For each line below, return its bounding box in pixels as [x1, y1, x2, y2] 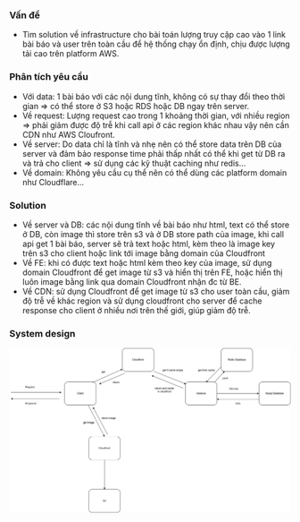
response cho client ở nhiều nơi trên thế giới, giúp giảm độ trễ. [21, 304, 252, 315]
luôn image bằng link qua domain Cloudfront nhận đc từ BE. [21, 276, 242, 287]
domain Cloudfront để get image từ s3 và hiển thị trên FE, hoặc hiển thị [21, 267, 283, 278]
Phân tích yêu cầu [9, 71, 89, 83]
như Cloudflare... [21, 176, 85, 187]
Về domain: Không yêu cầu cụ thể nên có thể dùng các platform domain [21, 167, 287, 178]
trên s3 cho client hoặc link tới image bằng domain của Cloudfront [21, 247, 266, 259]
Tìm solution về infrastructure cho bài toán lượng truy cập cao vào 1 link [21, 30, 287, 40]
